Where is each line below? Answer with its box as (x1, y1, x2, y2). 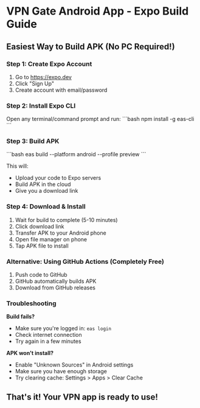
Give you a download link (15, 187, 78, 195)
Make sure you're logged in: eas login (15, 325, 111, 332)
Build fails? (6, 313, 35, 320)
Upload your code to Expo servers (15, 175, 102, 182)
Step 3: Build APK (6, 137, 60, 145)
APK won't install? (6, 350, 53, 357)
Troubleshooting (6, 299, 57, 308)
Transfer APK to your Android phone (15, 229, 106, 237)
